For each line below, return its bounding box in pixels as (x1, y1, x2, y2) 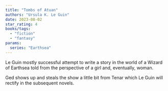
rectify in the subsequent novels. (5, 80, 75, 86)
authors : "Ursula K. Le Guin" (5, 12, 70, 17)
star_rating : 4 (5, 21, 38, 27)
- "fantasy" (10, 36, 36, 41)
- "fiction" (10, 31, 36, 36)
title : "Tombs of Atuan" (5, 7, 58, 13)
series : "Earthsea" (10, 45, 52, 50)
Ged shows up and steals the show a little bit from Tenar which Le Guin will (5, 74, 163, 80)
